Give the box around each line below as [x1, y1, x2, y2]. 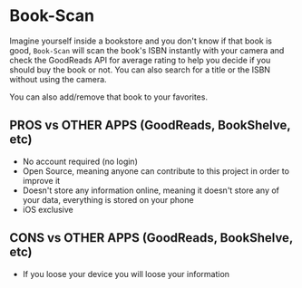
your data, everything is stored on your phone [22, 194, 194, 205]
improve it [22, 175, 61, 186]
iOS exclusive [22, 204, 74, 215]
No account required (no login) [22, 156, 138, 167]
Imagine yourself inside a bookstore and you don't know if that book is [9, 35, 272, 46]
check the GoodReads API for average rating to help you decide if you [9, 54, 271, 65]
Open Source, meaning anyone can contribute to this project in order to [22, 165, 290, 177]
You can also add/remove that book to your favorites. [9, 91, 209, 102]
